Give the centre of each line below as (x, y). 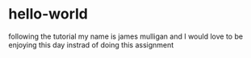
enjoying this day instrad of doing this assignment (91, 44)
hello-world (48, 14)
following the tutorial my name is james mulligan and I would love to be (126, 36)
